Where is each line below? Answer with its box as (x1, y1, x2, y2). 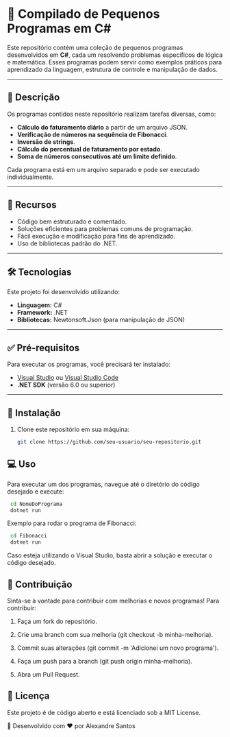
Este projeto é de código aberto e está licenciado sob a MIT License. (7, 708, 201, 716)
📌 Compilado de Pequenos (7, 6, 160, 22)
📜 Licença (7, 690, 50, 702)
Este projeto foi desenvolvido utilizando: (7, 288, 120, 296)
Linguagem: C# (16, 301, 62, 309)
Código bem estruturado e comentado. (16, 217, 127, 226)
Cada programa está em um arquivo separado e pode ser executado (7, 165, 200, 173)
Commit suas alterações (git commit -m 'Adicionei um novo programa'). (16, 644, 219, 652)
